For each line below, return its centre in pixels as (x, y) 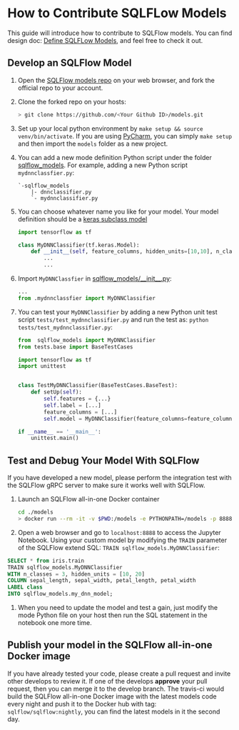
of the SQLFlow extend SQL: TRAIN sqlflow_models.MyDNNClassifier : (118, 547)
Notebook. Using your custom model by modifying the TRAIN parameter (122, 540)
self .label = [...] (72, 405)
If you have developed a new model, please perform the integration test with (119, 478)
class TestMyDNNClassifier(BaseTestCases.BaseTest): (98, 386)
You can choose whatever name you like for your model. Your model (118, 211)
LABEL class (25, 587)
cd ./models (35, 512)
